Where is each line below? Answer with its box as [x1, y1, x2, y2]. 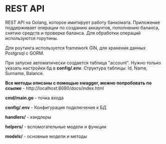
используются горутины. [5, 35, 58, 41]
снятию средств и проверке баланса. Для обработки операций [5, 30, 141, 36]
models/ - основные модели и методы [5, 133, 87, 139]
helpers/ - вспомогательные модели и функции [5, 124, 107, 130]
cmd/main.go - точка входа [5, 95, 64, 101]
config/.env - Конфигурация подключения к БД [5, 104, 107, 110]
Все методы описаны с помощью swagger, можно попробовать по [5, 80, 152, 86]
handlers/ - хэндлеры [5, 114, 51, 120]
